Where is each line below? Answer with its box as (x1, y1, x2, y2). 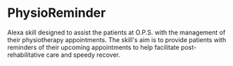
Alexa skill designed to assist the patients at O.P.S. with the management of (7, 28, 226, 37)
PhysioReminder (7, 5, 106, 21)
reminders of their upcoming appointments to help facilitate (7, 43, 180, 51)
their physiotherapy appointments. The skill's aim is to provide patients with (7, 35, 227, 44)
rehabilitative (7, 51, 45, 59)
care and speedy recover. (46, 51, 121, 59)
